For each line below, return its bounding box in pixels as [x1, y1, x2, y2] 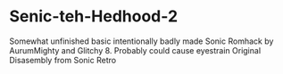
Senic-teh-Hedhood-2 [9, 6, 179, 27]
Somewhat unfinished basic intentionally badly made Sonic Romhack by [9, 36, 274, 46]
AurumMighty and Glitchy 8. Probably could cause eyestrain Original [9, 45, 262, 55]
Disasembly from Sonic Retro [9, 54, 117, 65]
